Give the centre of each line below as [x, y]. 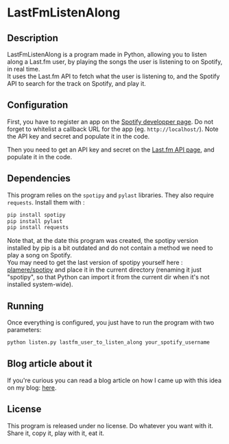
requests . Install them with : [46, 202]
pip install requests [38, 228]
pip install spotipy [37, 215]
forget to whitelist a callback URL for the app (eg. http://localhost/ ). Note [113, 129]
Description [33, 38]
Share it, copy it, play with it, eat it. [56, 433]
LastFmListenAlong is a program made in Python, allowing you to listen [107, 54]
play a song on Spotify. [39, 255]
